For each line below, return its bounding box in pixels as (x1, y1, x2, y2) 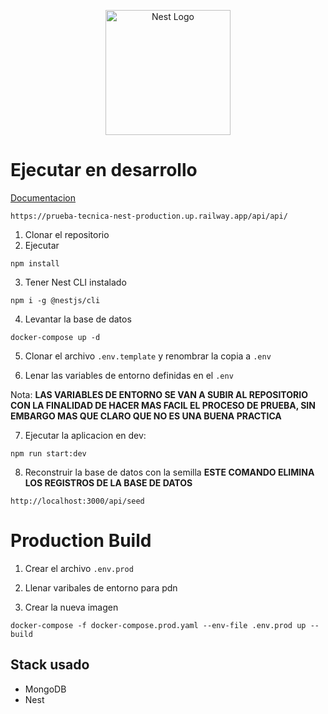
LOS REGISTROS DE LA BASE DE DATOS (24, 476, 193, 489)
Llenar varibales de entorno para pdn (24, 581, 178, 594)
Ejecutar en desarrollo (10, 159, 198, 182)
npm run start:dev (10, 448, 87, 459)
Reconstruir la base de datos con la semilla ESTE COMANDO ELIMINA (24, 466, 315, 478)
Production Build (10, 530, 152, 552)
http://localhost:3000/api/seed (10, 496, 145, 506)
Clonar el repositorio (24, 228, 110, 240)
